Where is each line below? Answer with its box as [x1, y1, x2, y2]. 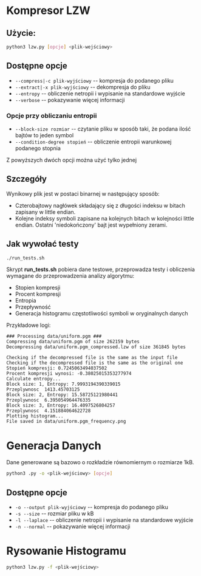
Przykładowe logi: [6, 321, 51, 329]
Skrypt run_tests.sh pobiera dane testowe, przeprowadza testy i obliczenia [6, 266, 196, 273]
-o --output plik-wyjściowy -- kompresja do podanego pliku [15, 504, 169, 511]
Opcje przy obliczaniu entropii [6, 111, 97, 120]
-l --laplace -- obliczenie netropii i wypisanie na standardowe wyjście [15, 516, 194, 524]
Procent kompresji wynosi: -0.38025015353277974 [6, 371, 132, 377]
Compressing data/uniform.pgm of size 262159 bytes [6, 338, 140, 345]
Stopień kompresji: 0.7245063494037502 [6, 365, 107, 371]
